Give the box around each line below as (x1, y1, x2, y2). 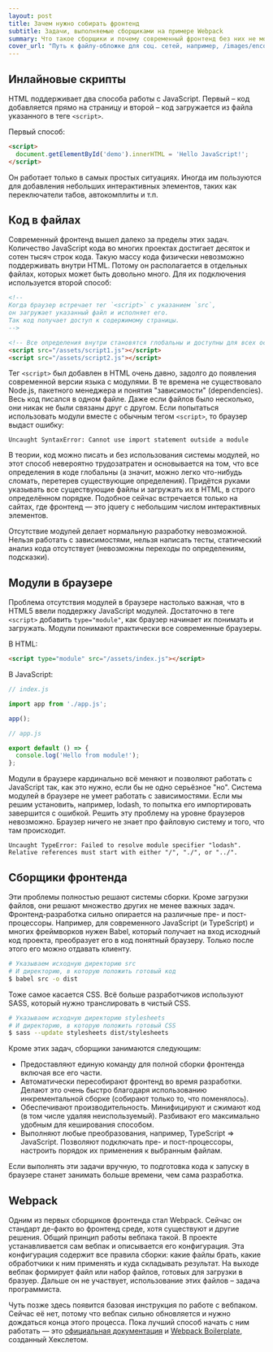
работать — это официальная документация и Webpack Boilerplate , (8, 1326, 243, 1336)
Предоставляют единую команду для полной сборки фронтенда (19, 1059, 245, 1069)
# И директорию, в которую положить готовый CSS (8, 1021, 176, 1029)
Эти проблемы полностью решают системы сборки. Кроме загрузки (8, 892, 249, 902)
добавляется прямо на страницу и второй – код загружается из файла (8, 102, 253, 112)
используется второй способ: (8, 278, 112, 288)
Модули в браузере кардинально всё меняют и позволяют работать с (8, 774, 253, 784)
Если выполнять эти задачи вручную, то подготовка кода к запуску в (8, 1162, 249, 1172)
